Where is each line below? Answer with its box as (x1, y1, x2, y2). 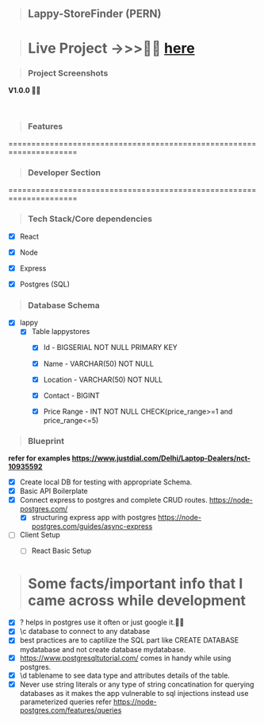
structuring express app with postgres (31, 513, 157, 523)
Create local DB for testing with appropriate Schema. (19, 477, 193, 487)
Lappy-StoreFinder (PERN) (27, 7, 162, 21)
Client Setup (19, 530, 61, 540)
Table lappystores (31, 327, 90, 336)
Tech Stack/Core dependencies (27, 213, 153, 224)
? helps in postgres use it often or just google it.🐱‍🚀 (19, 617, 185, 628)
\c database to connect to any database (19, 627, 151, 636)
